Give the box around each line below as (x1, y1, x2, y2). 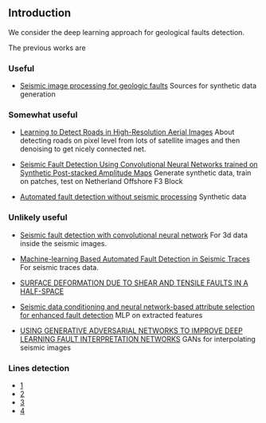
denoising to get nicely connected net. (19, 144, 147, 154)
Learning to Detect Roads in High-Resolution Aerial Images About (19, 127, 235, 137)
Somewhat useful (8, 109, 78, 120)
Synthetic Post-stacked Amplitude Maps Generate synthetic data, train (19, 168, 252, 178)
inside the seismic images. (19, 238, 108, 248)
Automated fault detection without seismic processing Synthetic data (19, 192, 247, 202)
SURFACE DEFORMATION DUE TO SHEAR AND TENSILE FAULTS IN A (19, 278, 248, 288)
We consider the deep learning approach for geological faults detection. (8, 27, 245, 37)
